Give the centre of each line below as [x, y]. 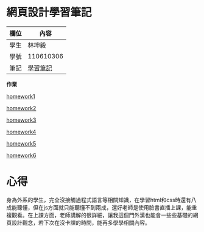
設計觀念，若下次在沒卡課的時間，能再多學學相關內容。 [81, 222]
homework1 [21, 96]
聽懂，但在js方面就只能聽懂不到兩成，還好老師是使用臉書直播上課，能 [104, 207]
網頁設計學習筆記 [49, 12]
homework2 [21, 108]
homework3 [21, 120]
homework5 [21, 143]
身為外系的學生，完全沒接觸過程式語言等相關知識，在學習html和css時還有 [99, 200]
